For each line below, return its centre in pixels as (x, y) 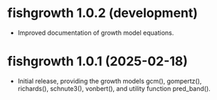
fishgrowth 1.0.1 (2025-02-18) (98, 61)
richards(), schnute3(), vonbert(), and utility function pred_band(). (114, 88)
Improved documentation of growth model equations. (96, 33)
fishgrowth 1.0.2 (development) (102, 13)
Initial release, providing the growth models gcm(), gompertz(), (110, 81)
